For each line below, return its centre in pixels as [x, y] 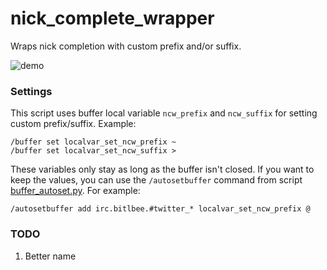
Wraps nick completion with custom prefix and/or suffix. [126, 46]
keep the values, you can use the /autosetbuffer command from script [156, 180]
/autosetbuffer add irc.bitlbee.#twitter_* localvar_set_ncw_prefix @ [160, 209]
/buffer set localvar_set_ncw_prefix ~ [93, 142]
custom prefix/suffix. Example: [73, 124]
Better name [50, 256]
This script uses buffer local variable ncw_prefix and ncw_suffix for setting [164, 113]
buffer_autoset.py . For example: [75, 191]
